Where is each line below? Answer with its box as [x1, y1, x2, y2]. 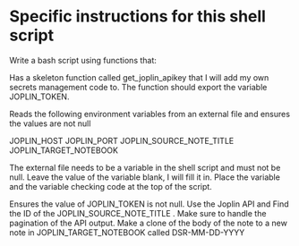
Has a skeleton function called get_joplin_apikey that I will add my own [9, 72, 269, 82]
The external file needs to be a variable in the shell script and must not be [9, 162, 281, 173]
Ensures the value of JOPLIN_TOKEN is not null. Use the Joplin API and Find [9, 199, 289, 209]
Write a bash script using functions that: [9, 55, 157, 65]
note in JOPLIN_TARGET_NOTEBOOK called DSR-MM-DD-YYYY [9, 226, 245, 238]
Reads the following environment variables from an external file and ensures [9, 108, 291, 119]
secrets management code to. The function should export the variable [9, 81, 268, 92]
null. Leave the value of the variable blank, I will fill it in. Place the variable [9, 172, 280, 182]
